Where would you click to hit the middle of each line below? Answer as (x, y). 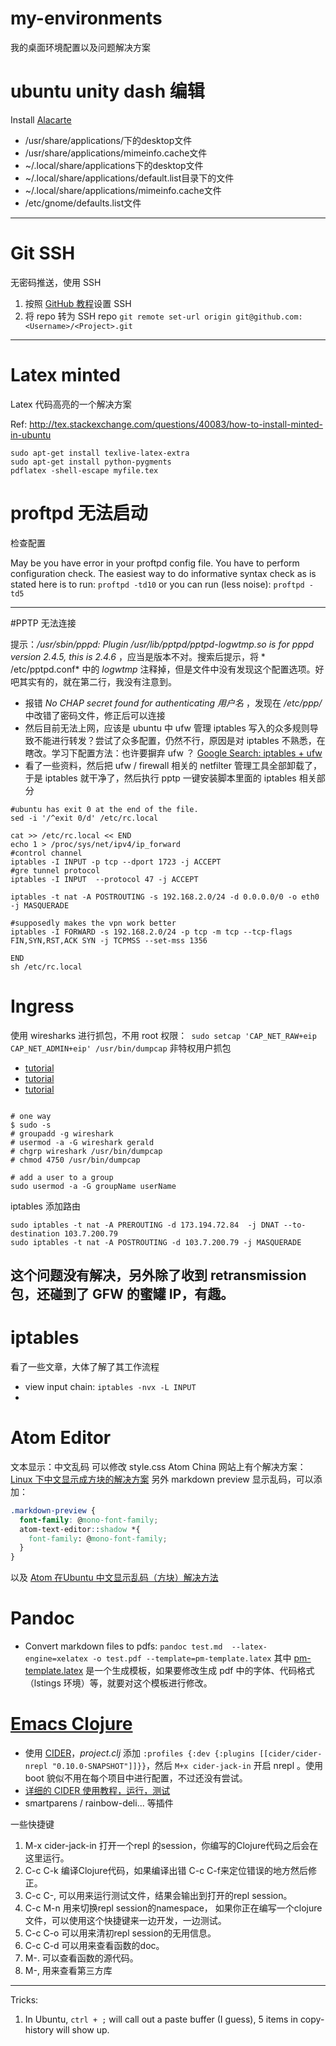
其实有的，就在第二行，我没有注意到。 (97, 681)
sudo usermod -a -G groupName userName (93, 1186)
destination (35, 1233)
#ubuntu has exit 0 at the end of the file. (104, 809)
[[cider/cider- (291, 1754)
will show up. (82, 2030)
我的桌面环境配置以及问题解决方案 (80, 47)
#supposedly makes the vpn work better (93, 923)
